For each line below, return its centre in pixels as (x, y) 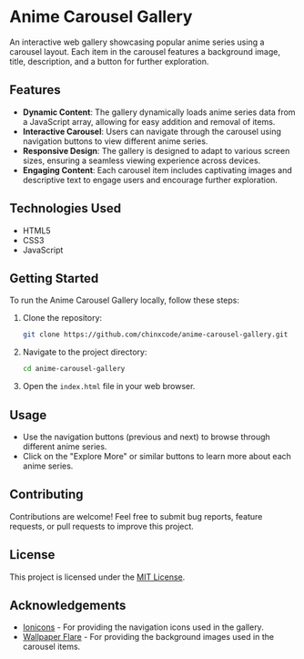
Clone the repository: (62, 318)
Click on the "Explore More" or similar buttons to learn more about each (157, 456)
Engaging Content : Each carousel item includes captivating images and (157, 170)
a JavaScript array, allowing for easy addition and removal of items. (149, 121)
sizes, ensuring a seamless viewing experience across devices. (142, 160)
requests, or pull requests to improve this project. (101, 526)
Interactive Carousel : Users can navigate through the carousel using (152, 131)
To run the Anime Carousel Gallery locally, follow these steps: (124, 300)
